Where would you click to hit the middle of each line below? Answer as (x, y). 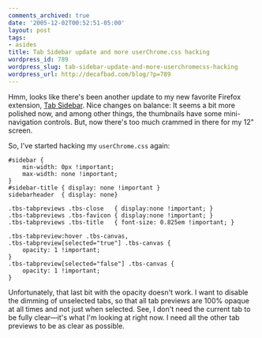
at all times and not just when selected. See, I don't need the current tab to (129, 309)
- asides (22, 45)
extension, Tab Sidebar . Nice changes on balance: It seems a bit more (122, 105)
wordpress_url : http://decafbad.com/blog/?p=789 (90, 74)
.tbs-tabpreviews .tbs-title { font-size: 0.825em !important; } (122, 222)
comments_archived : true (49, 15)
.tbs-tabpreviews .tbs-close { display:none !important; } (111, 208)
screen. (21, 130)
